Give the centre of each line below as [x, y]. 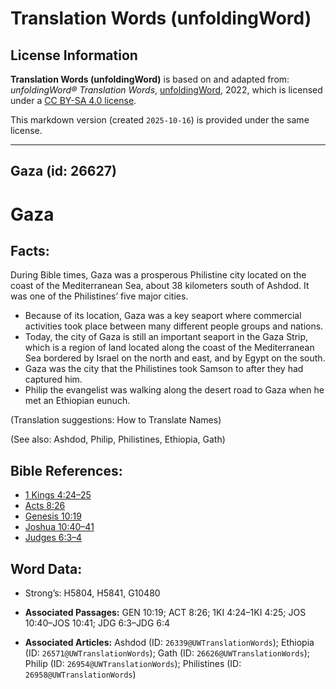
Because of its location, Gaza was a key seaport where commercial [163, 316]
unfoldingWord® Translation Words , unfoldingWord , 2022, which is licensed [166, 90]
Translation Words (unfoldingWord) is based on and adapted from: [150, 79]
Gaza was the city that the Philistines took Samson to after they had [164, 369]
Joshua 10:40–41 [59, 527]
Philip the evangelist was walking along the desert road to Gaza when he [174, 390]
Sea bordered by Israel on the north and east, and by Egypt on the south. [175, 358]
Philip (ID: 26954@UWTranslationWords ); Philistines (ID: [133, 664]
